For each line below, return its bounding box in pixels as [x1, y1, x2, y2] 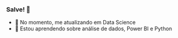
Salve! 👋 [6, 5, 31, 14]
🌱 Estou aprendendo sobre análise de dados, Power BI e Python [14, 25, 172, 32]
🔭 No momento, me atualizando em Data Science [14, 19, 136, 26]
